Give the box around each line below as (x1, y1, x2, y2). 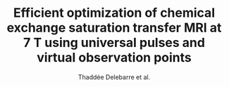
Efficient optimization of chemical (13, 5, 216, 21)
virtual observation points (37, 50, 192, 66)
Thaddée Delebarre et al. (78, 72, 151, 81)
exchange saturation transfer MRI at (6, 20, 222, 36)
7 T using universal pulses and (23, 35, 206, 51)
